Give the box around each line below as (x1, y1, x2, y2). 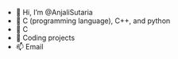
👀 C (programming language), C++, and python (15, 16, 171, 26)
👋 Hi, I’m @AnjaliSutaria (15, 8, 93, 17)
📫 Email (15, 42, 44, 51)
